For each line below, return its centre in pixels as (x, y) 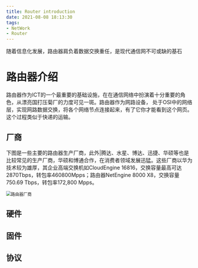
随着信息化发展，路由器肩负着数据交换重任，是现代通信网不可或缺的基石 (94, 51)
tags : (13, 22)
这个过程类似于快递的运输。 (40, 117)
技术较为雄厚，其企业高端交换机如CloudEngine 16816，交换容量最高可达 (94, 167)
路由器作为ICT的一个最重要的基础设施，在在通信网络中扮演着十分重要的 (93, 95)
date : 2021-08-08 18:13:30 (39, 17)
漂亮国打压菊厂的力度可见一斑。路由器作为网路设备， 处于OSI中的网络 (107, 102)
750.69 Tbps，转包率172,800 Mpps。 (52, 182)
